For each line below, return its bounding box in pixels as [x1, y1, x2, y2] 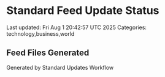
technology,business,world [6, 30, 75, 37]
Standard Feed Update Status [6, 4, 159, 18]
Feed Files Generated [6, 48, 90, 58]
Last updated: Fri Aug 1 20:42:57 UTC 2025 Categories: [6, 24, 147, 31]
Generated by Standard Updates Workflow [6, 64, 114, 71]
